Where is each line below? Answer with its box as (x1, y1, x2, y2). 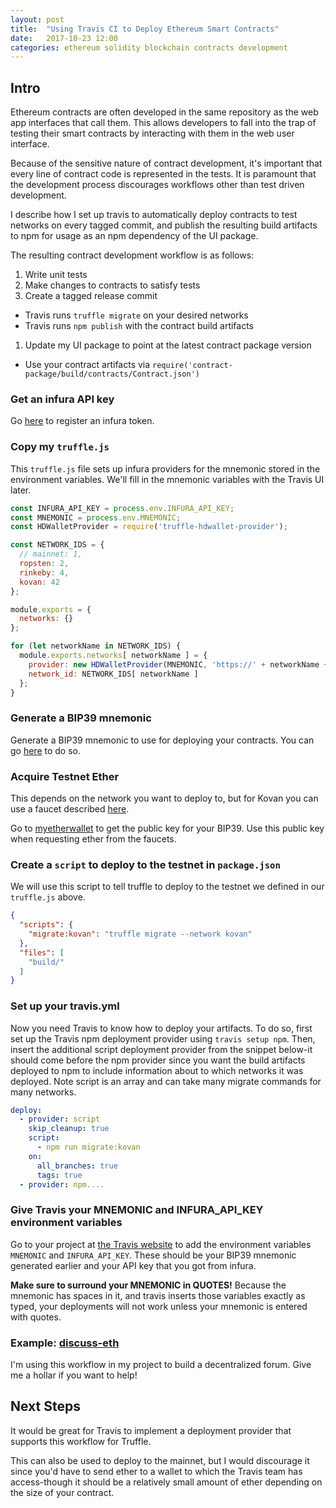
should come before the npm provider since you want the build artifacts (10, 1054, 306, 1066)
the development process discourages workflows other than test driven (10, 179, 305, 191)
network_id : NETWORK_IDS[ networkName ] (28, 669, 199, 679)
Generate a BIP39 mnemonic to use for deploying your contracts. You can (10, 734, 315, 746)
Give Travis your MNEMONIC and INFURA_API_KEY (10, 1203, 264, 1217)
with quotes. (10, 1311, 62, 1323)
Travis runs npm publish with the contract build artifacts (24, 320, 255, 332)
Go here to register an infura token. (10, 415, 155, 427)
